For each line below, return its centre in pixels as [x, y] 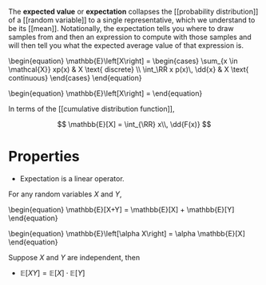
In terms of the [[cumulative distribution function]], [91, 109]
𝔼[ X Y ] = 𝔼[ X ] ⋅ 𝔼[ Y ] [52, 273]
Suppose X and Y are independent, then [74, 257]
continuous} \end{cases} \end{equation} [75, 78]
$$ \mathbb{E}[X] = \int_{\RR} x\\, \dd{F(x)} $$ [134, 124]
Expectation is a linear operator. [72, 178]
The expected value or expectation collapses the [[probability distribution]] [133, 12]
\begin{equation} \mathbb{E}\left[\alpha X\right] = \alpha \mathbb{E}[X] [127, 233]
